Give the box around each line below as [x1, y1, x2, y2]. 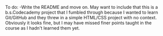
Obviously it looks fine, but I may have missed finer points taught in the [5, 20, 152, 26]
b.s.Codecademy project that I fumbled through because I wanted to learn [5, 9, 158, 15]
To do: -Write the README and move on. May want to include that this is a [5, 4, 158, 10]
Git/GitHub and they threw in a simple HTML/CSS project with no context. [5, 15, 157, 20]
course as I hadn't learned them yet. [5, 25, 80, 31]
